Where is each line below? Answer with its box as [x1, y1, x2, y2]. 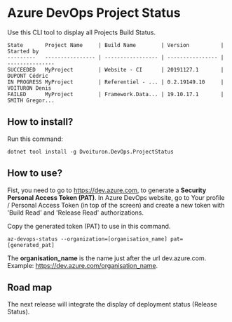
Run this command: [7, 135, 63, 143]
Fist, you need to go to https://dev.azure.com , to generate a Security [7, 186, 207, 194]
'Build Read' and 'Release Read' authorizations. [7, 208, 144, 217]
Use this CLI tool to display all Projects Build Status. [7, 28, 156, 36]
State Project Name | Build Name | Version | [7, 41, 224, 48]
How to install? [7, 116, 74, 128]
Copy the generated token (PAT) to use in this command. [7, 222, 171, 230]
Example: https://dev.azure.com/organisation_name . [7, 261, 158, 269]
